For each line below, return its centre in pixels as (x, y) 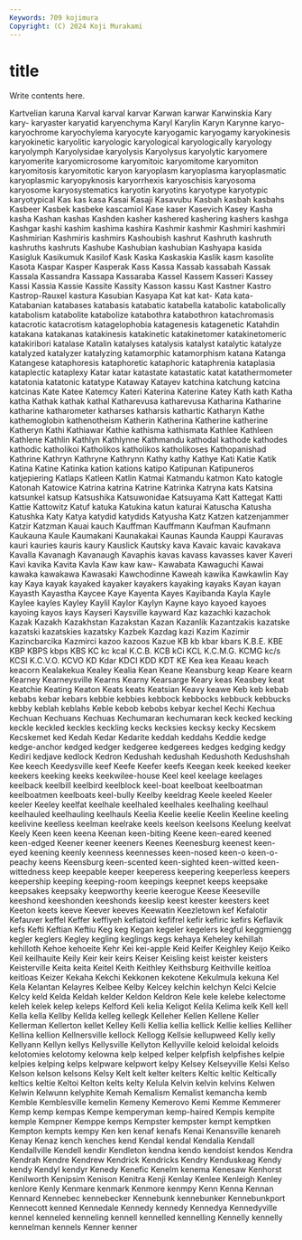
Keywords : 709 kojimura (54, 18)
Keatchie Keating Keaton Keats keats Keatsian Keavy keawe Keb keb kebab (149, 690)
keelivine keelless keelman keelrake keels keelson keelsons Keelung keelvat (150, 824)
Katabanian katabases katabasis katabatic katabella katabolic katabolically (148, 305)
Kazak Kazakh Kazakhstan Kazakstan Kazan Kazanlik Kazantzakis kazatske (150, 622)
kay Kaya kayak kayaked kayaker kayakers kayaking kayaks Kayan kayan (145, 584)
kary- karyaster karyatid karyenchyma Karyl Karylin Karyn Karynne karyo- (147, 123)
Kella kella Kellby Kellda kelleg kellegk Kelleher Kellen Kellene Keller (134, 1016)
